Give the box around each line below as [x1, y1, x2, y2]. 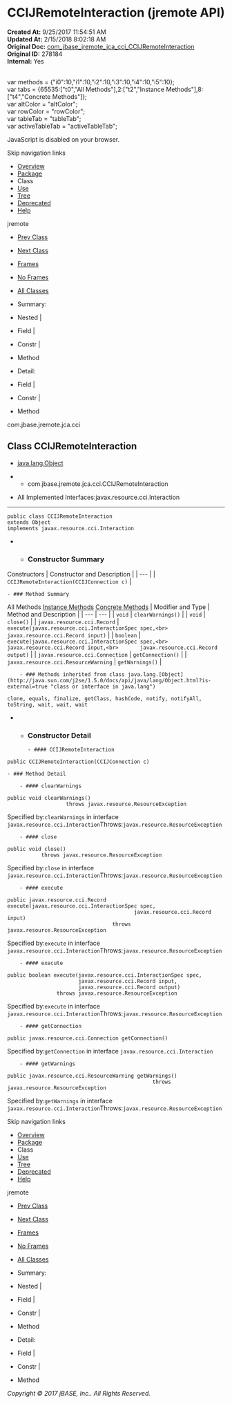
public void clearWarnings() [7, 795, 91, 802]
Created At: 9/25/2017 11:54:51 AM [7, 28, 107, 36]
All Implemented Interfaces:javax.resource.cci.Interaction [17, 493, 180, 501]
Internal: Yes [7, 57, 45, 65]
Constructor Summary [27, 554, 105, 564]
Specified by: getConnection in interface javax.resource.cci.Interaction [7, 1047, 213, 1056]
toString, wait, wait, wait [7, 702, 88, 709]
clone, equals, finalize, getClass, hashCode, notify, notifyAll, [7, 695, 202, 702]
